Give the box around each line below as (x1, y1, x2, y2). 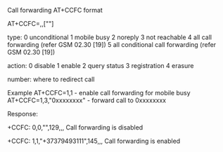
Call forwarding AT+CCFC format (7, 6, 103, 14)
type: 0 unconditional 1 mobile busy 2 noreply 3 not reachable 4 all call (7, 33, 212, 41)
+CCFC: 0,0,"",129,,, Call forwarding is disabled (7, 123, 144, 132)
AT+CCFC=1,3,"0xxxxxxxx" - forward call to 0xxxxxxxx (7, 96, 167, 104)
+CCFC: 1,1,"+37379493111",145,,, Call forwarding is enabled (7, 137, 181, 145)
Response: (7, 110, 39, 118)
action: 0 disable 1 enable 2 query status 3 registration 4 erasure (7, 62, 194, 69)
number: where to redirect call (7, 75, 95, 83)
